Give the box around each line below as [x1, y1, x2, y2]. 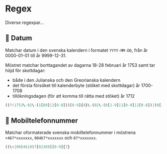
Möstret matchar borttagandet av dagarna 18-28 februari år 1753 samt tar [5, 62, 156, 68]
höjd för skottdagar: [5, 67, 46, 73]
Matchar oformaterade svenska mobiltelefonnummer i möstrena [5, 130, 136, 136]
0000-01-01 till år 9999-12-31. [5, 52, 67, 58]
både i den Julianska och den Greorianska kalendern [12, 77, 121, 83]
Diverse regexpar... [5, 19, 44, 25]
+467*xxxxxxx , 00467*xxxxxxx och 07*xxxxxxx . [5, 135, 97, 141]
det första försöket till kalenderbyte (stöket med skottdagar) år [12, 82, 140, 88]
